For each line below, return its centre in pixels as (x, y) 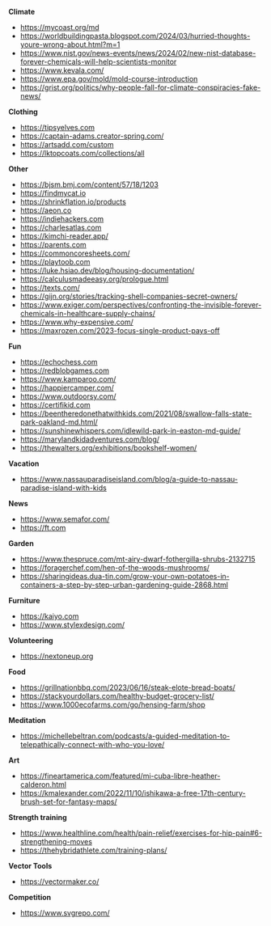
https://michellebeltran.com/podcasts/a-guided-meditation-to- (125, 736)
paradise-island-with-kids (63, 488)
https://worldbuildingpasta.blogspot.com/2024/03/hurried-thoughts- (135, 36)
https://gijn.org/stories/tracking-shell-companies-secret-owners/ (129, 296)
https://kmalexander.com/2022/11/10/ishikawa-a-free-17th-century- (133, 793)
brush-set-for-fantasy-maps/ (68, 801)
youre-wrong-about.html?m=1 (70, 44)
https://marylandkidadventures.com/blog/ (90, 439)
